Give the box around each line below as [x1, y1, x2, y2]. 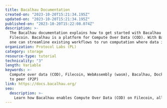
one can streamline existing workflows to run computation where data [9, 40, 159, 45]
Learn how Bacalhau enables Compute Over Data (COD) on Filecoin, [14, 95, 155, 100]
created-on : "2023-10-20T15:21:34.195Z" [5, 12, 90, 17]
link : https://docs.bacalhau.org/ [5, 81, 77, 86]
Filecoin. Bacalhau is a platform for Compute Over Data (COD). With [9, 35, 157, 40]
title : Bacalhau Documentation [5, 7, 70, 12]
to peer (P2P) [9, 77, 39, 82]
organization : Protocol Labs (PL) [5, 44, 77, 49]
